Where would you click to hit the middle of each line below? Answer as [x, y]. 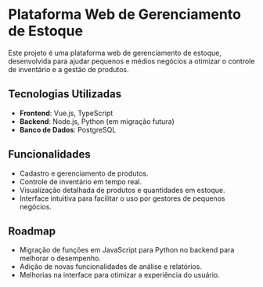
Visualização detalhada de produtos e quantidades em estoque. [122, 190]
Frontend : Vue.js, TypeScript [66, 113]
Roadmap [32, 231]
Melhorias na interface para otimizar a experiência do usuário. [120, 275]
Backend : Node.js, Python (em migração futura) [97, 121]
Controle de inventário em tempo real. [81, 181]
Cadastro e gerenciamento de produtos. [84, 173]
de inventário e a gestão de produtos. [68, 69]
